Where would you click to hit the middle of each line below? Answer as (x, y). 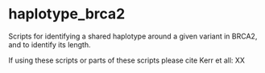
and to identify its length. (50, 44)
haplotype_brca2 (67, 14)
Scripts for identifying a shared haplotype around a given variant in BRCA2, (133, 36)
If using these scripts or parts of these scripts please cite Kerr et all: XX (127, 60)
